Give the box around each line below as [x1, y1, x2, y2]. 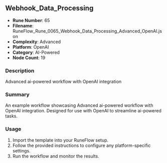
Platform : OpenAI [12, 44, 49, 50]
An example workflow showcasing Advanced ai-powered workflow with [5, 102, 153, 108]
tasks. [5, 113, 18, 119]
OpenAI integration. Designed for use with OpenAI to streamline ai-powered [5, 108, 161, 114]
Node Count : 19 [12, 55, 46, 61]
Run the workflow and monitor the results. [12, 153, 99, 159]
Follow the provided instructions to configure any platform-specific [12, 142, 151, 148]
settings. [12, 147, 31, 153]
